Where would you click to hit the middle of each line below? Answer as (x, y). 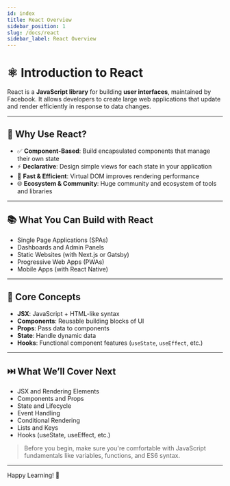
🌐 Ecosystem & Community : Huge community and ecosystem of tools (117, 183)
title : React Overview (39, 20)
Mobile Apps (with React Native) (62, 269)
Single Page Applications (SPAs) (62, 240)
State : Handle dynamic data (56, 335)
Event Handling (38, 413)
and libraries (35, 191)
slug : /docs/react (33, 33)
